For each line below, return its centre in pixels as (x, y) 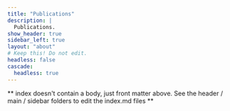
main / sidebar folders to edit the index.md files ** (81, 100)
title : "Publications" (41, 14)
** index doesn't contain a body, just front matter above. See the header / (115, 93)
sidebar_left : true (36, 40)
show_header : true (35, 34)
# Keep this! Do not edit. (47, 54)
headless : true (36, 73)
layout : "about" (31, 47)
